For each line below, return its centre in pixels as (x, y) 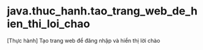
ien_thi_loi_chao (48, 24)
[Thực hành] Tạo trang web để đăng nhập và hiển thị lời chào (84, 40)
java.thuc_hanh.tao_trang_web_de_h (102, 11)
